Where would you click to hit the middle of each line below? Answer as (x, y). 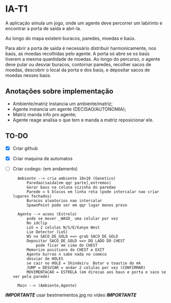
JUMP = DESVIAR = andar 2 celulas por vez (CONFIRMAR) (86, 268)
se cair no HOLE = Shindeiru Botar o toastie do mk (84, 263)
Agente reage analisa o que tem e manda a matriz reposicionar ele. (83, 120)
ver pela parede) (31, 276)
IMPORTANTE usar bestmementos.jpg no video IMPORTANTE (71, 295)
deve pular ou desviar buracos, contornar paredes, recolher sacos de (78, 64)
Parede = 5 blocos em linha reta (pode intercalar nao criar (93, 192)
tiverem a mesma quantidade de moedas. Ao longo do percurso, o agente (83, 59)
